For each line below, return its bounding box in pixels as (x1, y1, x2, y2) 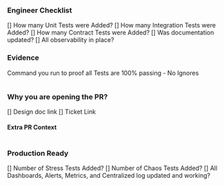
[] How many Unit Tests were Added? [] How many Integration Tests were (7, 21, 216, 30)
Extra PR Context (7, 123, 57, 132)
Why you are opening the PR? (7, 92, 108, 101)
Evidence (7, 53, 39, 63)
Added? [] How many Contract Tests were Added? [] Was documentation (7, 28, 214, 37)
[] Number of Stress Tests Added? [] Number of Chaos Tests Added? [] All (7, 164, 218, 172)
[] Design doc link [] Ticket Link (7, 107, 96, 116)
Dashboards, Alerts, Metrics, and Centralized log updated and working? (7, 172, 211, 180)
